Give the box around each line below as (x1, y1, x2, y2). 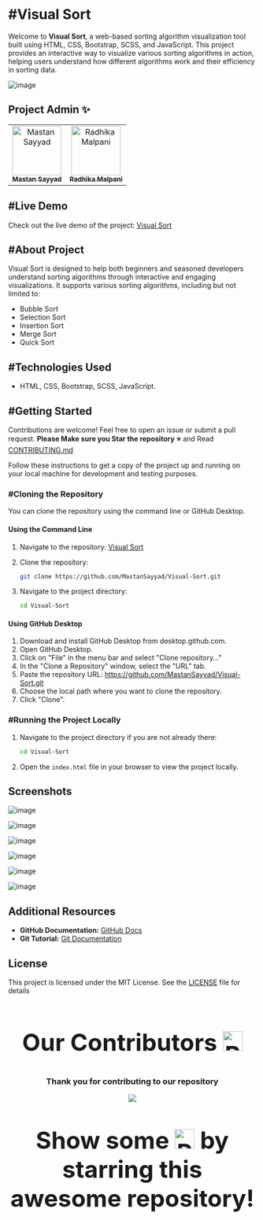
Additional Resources (8, 904, 116, 918)
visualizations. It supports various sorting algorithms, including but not (8, 281, 236, 290)
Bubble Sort (19, 305, 59, 314)
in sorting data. (8, 65, 57, 74)
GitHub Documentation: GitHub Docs (19, 926, 143, 935)
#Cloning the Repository (8, 488, 104, 499)
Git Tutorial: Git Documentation (19, 934, 122, 944)
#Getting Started (8, 404, 92, 418)
